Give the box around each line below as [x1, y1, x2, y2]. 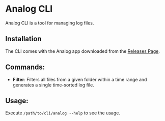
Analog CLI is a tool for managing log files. [5, 20, 94, 26]
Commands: [5, 63, 45, 72]
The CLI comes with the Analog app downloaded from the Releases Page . [5, 48, 160, 54]
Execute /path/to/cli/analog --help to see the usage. [5, 110, 121, 116]
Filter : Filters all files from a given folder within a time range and [12, 76, 147, 82]
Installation [5, 35, 42, 43]
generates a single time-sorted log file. [12, 82, 94, 88]
